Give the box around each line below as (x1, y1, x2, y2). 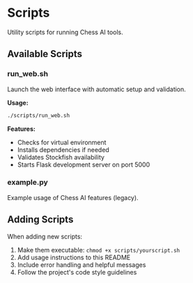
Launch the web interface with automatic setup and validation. (7, 85, 186, 93)
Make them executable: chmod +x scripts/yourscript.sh (17, 245, 180, 254)
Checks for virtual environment (17, 138, 107, 146)
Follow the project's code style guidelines (17, 268, 137, 276)
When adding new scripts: (7, 232, 82, 240)
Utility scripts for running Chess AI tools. (7, 28, 123, 36)
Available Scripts (7, 48, 82, 60)
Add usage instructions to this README (17, 253, 131, 261)
